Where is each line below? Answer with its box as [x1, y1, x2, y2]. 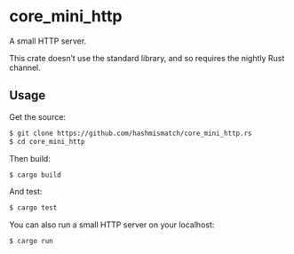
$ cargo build [9, 171, 62, 179]
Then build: [9, 153, 51, 163]
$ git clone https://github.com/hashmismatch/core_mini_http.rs [9, 129, 252, 138]
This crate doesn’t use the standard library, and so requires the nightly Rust [9, 52, 285, 63]
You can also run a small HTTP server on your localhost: [9, 219, 215, 230]
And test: [9, 187, 43, 197]
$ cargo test [9, 203, 58, 212]
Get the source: [9, 111, 67, 122]
